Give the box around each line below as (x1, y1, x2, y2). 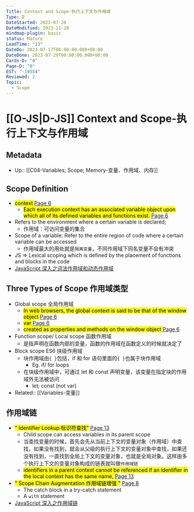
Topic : (6, 80, 22, 86)
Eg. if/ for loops (32, 361, 70, 368)
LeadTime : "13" (6, 42, 43, 48)
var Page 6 (23, 319, 50, 326)
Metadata (6, 150, 42, 160)
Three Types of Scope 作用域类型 (6, 284, 129, 294)
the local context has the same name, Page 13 (23, 473, 134, 480)
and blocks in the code (14, 257, 70, 265)
